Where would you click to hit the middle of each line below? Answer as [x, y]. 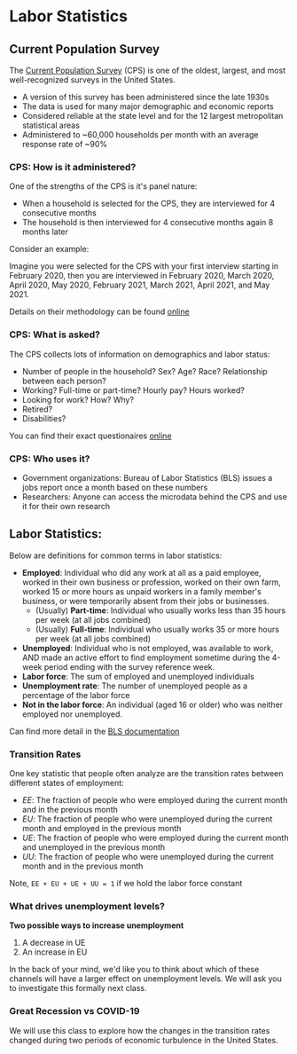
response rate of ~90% [65, 144]
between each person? [64, 381]
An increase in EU [55, 952]
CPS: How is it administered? [73, 167]
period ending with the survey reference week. [129, 666]
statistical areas [51, 125]
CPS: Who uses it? [50, 459]
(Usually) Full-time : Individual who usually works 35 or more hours [157, 629]
